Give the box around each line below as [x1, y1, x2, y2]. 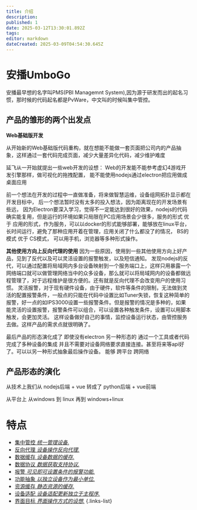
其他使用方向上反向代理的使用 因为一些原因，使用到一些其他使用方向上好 [6, 247, 182, 254]
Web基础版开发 [6, 131, 43, 138]
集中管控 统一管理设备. [14, 439, 69, 446]
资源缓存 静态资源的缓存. [14, 483, 74, 490]
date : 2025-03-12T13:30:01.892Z [6, 25, 85, 31]
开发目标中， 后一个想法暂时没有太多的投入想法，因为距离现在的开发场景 [6, 198, 182, 205]
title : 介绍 [6, 8, 33, 15]
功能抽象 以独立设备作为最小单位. [14, 475, 95, 482]
